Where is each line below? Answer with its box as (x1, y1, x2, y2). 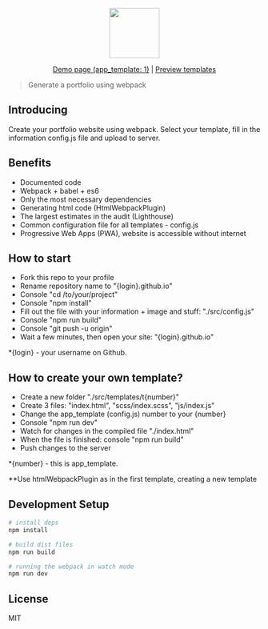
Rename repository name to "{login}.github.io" (19, 281, 173, 291)
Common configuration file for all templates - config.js (19, 220, 199, 230)
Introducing (8, 103, 68, 117)
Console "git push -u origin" (19, 324, 113, 334)
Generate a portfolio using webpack (27, 80, 146, 90)
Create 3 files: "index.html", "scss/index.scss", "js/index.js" (19, 401, 215, 411)
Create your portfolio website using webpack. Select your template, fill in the (8, 124, 261, 134)
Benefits (8, 156, 52, 170)
